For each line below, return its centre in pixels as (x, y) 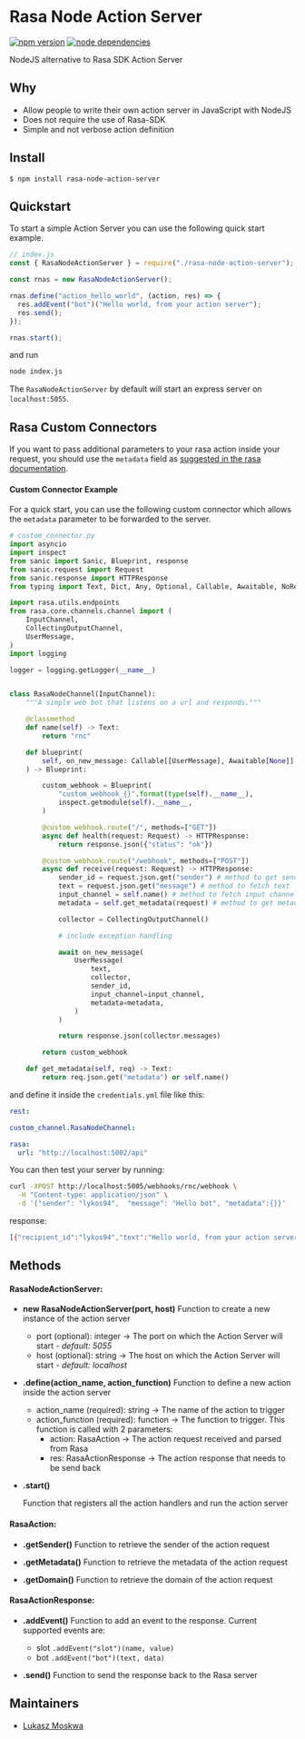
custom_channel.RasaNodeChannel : (73, 1128)
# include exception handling (115, 936)
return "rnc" (67, 736)
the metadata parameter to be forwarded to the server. (110, 519)
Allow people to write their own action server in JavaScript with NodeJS (157, 110)
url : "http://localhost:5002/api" (83, 1153)
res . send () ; (40, 313)
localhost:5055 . (39, 399)
